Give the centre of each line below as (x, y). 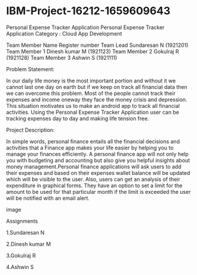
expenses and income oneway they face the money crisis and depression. (97, 100)
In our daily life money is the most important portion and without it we (91, 81)
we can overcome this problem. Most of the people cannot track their (91, 93)
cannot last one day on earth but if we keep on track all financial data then (97, 87)
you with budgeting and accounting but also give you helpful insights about (98, 160)
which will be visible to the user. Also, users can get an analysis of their (93, 179)
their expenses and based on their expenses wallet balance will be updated (98, 172)
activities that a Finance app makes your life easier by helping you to (90, 148)
